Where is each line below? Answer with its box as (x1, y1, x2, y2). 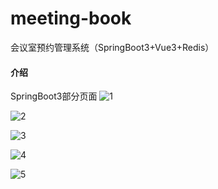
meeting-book (10, 7, 132, 30)
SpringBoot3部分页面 (10, 90, 98, 102)
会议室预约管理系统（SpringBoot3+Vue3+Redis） (10, 41, 215, 53)
